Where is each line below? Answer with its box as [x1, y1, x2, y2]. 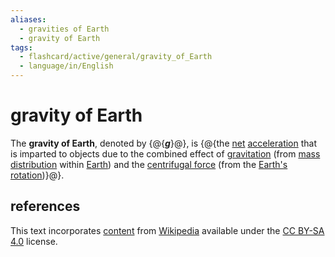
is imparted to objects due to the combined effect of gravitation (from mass [10, 147, 321, 160]
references [10, 198, 81, 215]
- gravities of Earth [19, 24, 110, 34]
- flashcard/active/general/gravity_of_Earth [19, 52, 213, 62]
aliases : [10, 14, 47, 25]
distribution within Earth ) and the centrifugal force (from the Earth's [10, 158, 288, 170]
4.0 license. [10, 235, 58, 247]
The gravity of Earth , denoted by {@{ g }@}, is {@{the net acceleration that [10, 137, 318, 149]
